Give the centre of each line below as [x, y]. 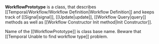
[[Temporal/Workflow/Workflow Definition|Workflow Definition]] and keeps [79, 12]
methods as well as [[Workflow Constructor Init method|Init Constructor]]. [79, 22]
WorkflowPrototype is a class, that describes [51, 7]
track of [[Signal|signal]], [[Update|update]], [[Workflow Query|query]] [76, 17]
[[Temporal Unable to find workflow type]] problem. [56, 36]
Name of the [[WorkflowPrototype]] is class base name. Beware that [73, 31]
